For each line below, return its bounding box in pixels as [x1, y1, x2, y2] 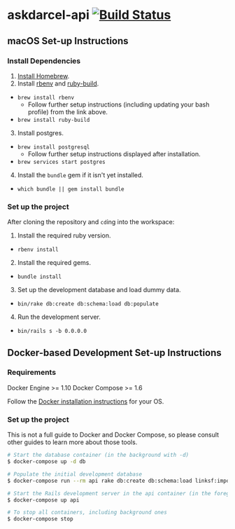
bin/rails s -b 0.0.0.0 [17, 328, 87, 335]
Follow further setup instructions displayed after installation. [27, 149, 201, 158]
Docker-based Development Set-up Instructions [7, 347, 222, 359]
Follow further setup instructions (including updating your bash [27, 100, 210, 109]
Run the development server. [17, 312, 101, 322]
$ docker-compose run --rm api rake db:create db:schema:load [7, 477, 192, 484]
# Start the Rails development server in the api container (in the [7, 490, 211, 497]
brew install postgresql [17, 144, 90, 151]
